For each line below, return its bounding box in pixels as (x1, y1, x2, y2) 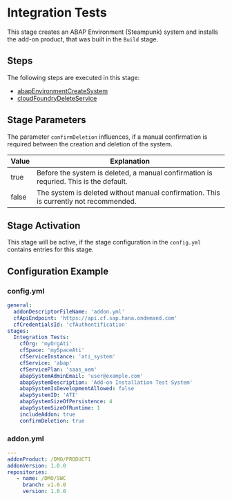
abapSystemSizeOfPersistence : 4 (19, 398, 113, 405)
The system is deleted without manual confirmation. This (37, 188, 221, 198)
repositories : (7, 468, 48, 476)
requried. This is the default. (37, 176, 128, 186)
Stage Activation (7, 220, 81, 231)
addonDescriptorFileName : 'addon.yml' (13, 308, 126, 315)
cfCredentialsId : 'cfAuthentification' (13, 321, 128, 328)
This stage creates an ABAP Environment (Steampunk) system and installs (7, 28, 219, 36)
